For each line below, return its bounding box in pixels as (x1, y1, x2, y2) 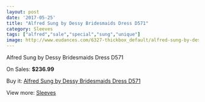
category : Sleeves (6, 25, 53, 32)
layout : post (6, 8, 40, 15)
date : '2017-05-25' (6, 15, 56, 21)
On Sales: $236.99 (6, 66, 55, 73)
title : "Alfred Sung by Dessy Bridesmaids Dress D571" (6, 20, 149, 26)
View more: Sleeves (6, 89, 56, 96)
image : (6, 37, 23, 43)
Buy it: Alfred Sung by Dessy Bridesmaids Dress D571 (6, 77, 141, 84)
